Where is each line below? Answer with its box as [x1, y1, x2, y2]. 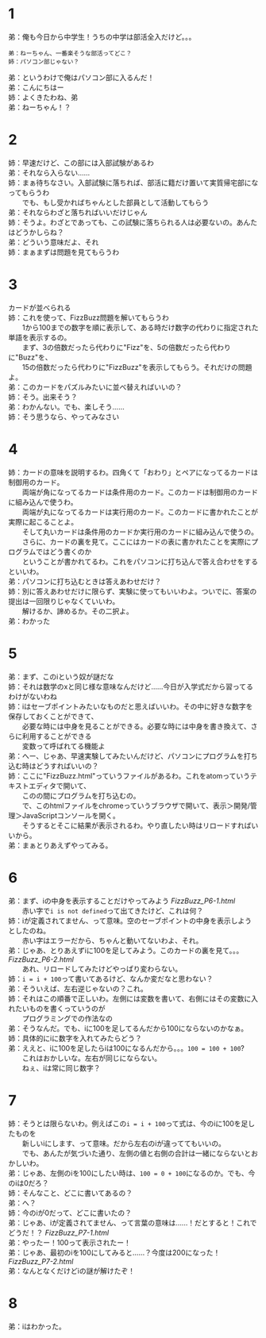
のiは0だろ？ [8, 1178, 49, 1187]
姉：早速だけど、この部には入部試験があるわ [8, 158, 155, 167]
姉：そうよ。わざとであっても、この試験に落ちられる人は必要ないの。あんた [8, 217, 258, 227]
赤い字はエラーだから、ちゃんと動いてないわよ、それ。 [21, 936, 203, 945]
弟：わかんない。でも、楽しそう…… [8, 402, 125, 411]
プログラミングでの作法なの [21, 1013, 113, 1023]
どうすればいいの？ [35, 761, 99, 771]
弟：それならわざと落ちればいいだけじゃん [8, 207, 148, 217]
